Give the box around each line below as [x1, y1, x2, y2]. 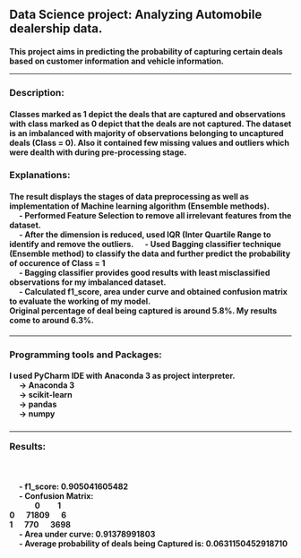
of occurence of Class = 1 [9, 258, 106, 269]
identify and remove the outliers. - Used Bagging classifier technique [9, 239, 282, 250]
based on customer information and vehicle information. [9, 56, 224, 66]
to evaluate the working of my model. [9, 296, 150, 307]
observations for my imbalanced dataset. [9, 277, 167, 288]
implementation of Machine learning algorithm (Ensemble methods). [9, 201, 271, 211]
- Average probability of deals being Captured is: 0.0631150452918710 [19, 538, 288, 549]
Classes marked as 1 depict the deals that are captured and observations [9, 108, 287, 119]
